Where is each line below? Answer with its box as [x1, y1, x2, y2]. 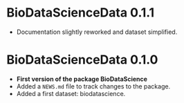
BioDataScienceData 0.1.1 [6, 5, 155, 21]
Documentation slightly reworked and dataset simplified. [16, 28, 178, 36]
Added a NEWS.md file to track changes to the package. [16, 82, 171, 91]
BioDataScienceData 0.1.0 [6, 52, 158, 68]
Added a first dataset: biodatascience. [16, 89, 126, 97]
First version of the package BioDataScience [16, 75, 148, 83]
